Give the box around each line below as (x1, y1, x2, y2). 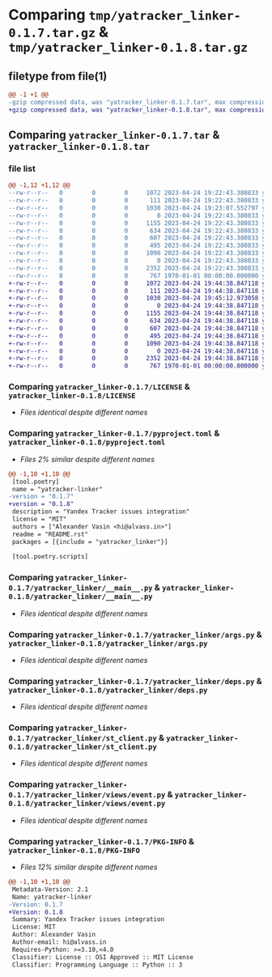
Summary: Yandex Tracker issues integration (11, 915, 164, 924)
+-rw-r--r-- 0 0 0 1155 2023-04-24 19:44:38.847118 (8, 309, 259, 317)
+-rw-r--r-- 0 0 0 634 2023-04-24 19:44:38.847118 (8, 317, 259, 325)
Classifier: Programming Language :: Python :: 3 (11, 961, 183, 969)
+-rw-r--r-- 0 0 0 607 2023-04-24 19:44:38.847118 (8, 324, 259, 333)
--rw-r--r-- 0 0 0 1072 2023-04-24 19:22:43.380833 (8, 189, 259, 198)
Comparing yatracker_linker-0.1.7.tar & (8, 128, 220, 142)
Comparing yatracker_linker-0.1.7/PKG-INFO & (8, 835, 195, 847)
